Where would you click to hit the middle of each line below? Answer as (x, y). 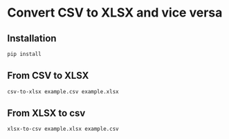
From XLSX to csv (46, 113)
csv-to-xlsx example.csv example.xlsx (63, 91)
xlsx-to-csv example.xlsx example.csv (63, 129)
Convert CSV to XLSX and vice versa (115, 13)
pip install (24, 54)
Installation (32, 38)
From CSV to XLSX (48, 76)
